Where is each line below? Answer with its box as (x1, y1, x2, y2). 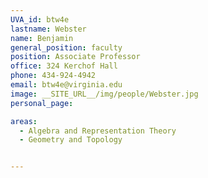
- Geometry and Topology (19, 135, 123, 145)
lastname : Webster (10, 24, 87, 34)
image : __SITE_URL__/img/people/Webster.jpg (10, 89, 199, 99)
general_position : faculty (10, 42, 123, 53)
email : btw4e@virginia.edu (10, 80, 123, 90)
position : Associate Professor (10, 52, 141, 62)
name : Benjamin (10, 33, 74, 43)
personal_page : (10, 98, 74, 108)
